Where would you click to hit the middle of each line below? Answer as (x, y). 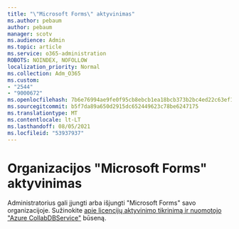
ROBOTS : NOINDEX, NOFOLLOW (47, 60)
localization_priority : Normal (54, 67)
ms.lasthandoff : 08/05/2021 (49, 126)
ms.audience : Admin (36, 41)
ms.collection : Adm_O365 (44, 73)
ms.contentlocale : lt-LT (44, 119)
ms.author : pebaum (34, 21)
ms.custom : (23, 80)
